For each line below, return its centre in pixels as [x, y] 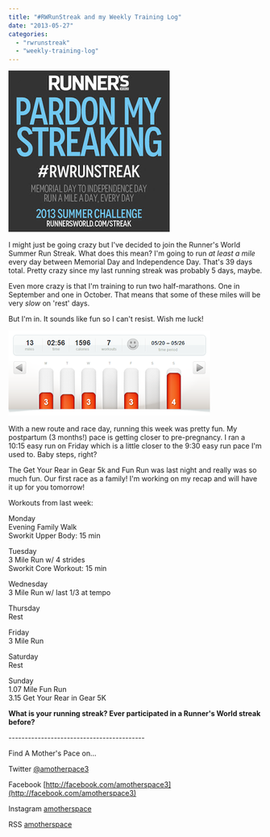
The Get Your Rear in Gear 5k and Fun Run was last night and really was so [133, 470]
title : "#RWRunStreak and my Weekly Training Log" [95, 17]
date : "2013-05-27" [41, 25]
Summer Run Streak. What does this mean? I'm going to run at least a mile [132, 253]
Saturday [23, 656]
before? [22, 722]
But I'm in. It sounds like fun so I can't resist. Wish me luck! [106, 319]
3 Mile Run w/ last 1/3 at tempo [60, 593]
